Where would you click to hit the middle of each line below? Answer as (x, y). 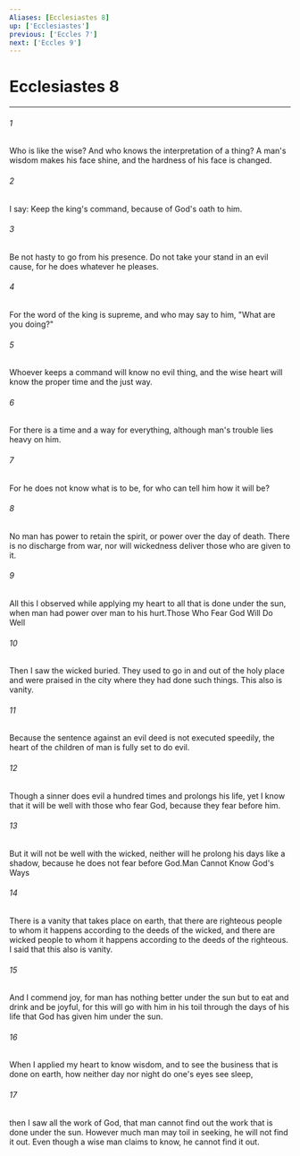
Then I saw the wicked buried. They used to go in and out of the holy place (147, 671)
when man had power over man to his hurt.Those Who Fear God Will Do (142, 613)
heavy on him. (35, 440)
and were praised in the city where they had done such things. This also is (146, 681)
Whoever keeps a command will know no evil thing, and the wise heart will (146, 372)
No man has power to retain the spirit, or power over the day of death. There (150, 536)
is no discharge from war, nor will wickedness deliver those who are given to (150, 545)
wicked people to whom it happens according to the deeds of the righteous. (149, 940)
